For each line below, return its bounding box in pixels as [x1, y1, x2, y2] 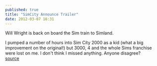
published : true [5, 7, 39, 12]
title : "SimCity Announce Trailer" [5, 12, 79, 17]
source [5, 56, 20, 62]
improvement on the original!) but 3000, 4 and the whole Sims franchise [5, 45, 152, 51]
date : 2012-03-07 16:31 [5, 16, 54, 21]
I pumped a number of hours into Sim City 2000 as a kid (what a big [5, 40, 144, 46]
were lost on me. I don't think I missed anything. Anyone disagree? [5, 50, 141, 56]
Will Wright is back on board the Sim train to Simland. [5, 30, 114, 36]
